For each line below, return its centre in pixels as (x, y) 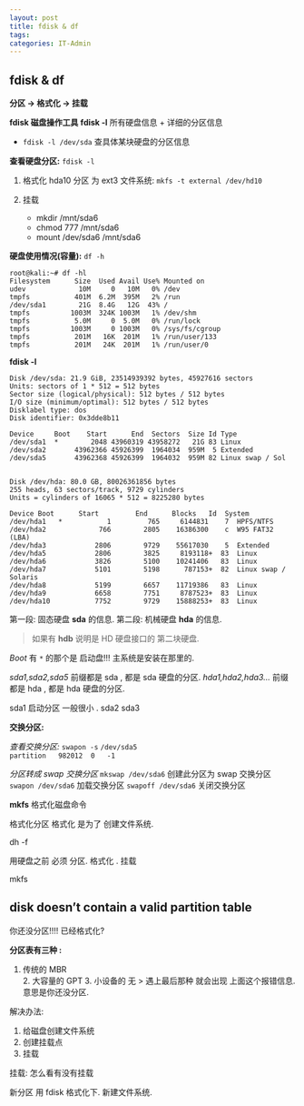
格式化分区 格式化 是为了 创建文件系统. (82, 824)
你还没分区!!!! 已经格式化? (57, 930)
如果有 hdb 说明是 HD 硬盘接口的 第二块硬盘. (115, 638)
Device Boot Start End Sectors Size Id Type (123, 434)
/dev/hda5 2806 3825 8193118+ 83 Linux (133, 554)
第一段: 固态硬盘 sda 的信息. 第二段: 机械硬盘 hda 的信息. (116, 619)
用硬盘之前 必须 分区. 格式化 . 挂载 (73, 861)
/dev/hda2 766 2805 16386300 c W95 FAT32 (142, 530)
